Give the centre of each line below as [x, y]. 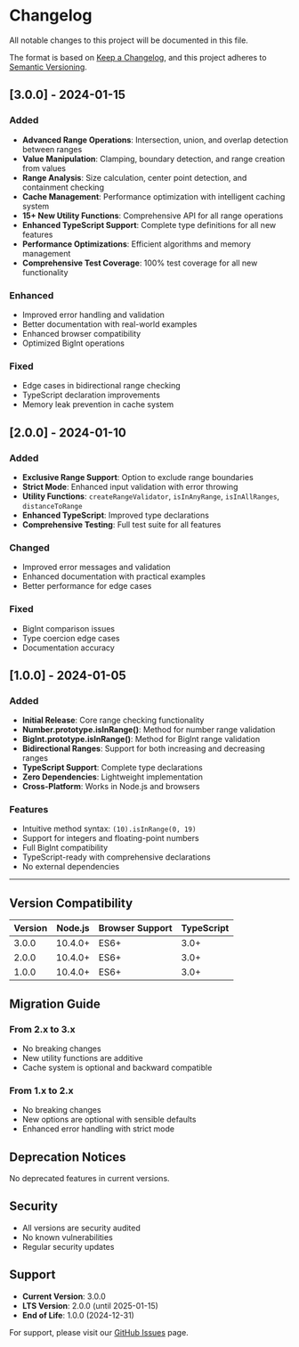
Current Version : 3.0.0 [64, 1296]
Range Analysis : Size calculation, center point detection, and [134, 177]
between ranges [52, 149]
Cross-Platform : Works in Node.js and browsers [111, 787]
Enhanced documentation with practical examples [114, 576]
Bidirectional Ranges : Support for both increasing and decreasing [143, 748]
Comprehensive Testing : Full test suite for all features [121, 524]
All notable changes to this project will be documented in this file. [129, 40]
